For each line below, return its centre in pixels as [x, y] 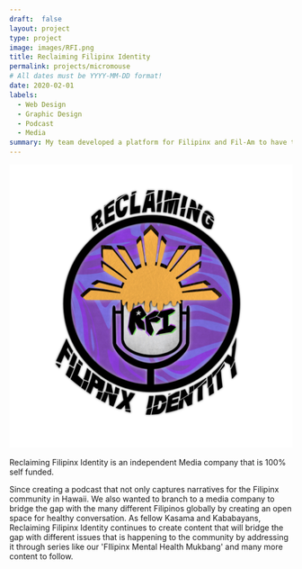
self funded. [32, 472]
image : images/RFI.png [52, 48]
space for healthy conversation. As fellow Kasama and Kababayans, [135, 518]
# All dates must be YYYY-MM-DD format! [86, 77]
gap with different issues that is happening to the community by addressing [149, 537]
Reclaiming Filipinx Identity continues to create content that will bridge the [147, 528]
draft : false [36, 19]
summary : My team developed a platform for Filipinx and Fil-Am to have [148, 143]
